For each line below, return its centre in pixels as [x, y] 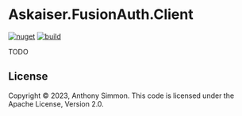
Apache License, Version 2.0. [56, 103]
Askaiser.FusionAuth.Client [101, 15]
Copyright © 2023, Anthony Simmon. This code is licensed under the [121, 95]
